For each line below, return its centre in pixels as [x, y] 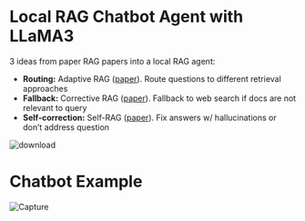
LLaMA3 [42, 36]
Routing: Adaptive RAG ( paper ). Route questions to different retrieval [152, 78]
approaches [45, 88]
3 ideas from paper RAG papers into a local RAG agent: [112, 61]
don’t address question [66, 127]
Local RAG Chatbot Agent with [127, 17]
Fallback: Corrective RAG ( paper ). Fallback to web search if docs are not [159, 98]
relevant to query [55, 107]
